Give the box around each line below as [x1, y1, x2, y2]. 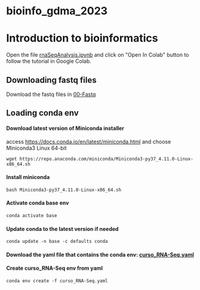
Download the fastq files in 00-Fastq [6, 91, 96, 98]
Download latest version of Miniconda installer [6, 124, 124, 132]
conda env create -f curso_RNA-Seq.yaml [6, 277, 109, 284]
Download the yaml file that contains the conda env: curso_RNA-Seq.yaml [6, 251, 194, 258]
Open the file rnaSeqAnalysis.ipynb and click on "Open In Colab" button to [6, 51, 189, 58]
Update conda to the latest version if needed [6, 225, 119, 232]
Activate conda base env [6, 199, 69, 206]
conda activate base [6, 212, 58, 218]
